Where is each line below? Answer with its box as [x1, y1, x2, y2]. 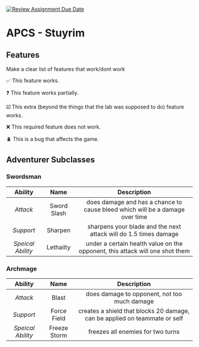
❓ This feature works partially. [6, 89, 79, 96]
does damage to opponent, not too [85, 290, 182, 298]
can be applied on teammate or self [85, 314, 184, 322]
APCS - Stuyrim [6, 27, 85, 40]
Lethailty [46, 243, 71, 251]
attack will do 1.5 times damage [89, 230, 179, 238]
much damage [114, 297, 154, 305]
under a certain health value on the [85, 239, 183, 248]
